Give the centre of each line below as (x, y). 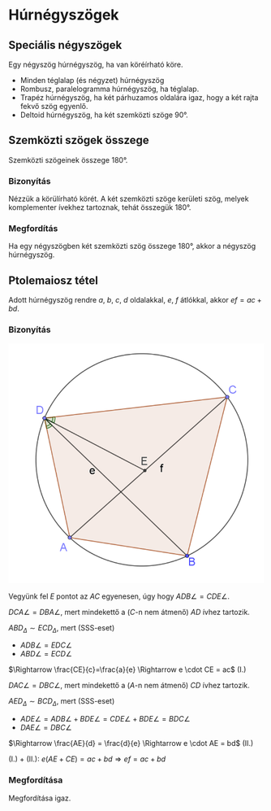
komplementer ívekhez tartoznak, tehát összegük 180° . (100, 207)
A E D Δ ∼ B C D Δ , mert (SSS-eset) (62, 702)
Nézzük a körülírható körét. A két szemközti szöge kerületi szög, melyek (129, 199)
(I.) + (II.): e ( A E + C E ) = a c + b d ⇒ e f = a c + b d (87, 759)
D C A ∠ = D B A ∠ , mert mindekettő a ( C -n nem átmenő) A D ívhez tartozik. (129, 612)
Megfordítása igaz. (40, 798)
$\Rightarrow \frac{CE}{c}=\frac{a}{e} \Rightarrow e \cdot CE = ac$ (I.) (127, 669)
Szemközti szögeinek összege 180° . (68, 159)
